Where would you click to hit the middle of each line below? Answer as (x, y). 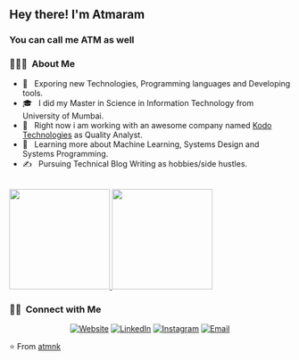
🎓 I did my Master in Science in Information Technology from (138, 102)
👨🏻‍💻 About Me (42, 64)
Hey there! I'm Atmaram (77, 15)
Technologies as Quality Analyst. (82, 135)
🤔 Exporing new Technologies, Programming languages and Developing (156, 83)
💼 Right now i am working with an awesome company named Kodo (147, 125)
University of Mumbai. (63, 116)
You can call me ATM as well (72, 40)
